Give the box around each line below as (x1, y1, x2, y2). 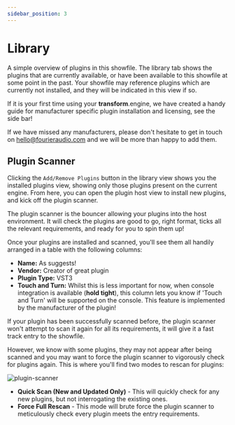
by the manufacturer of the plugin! (17, 303, 117, 312)
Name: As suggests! (17, 259, 77, 268)
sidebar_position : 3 (7, 10, 68, 17)
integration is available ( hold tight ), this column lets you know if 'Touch (17, 289, 222, 297)
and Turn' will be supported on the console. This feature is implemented (17, 296, 225, 305)
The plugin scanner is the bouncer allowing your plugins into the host (7, 210, 207, 218)
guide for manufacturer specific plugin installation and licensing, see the (7, 106, 215, 115)
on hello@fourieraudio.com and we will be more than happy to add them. (7, 135, 218, 143)
